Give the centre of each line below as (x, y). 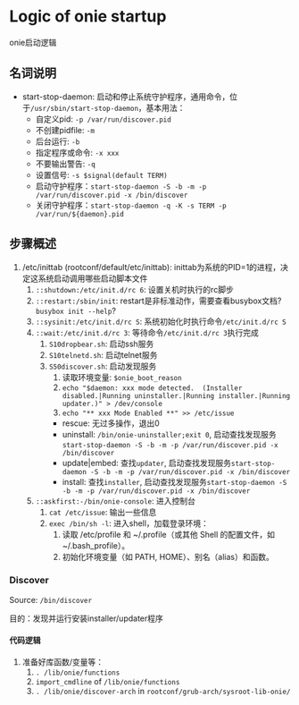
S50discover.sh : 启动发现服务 (103, 366)
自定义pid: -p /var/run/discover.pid (103, 119)
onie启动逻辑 (33, 42)
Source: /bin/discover (50, 599)
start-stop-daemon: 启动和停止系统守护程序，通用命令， (126, 97)
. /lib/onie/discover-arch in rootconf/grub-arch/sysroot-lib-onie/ (163, 692)
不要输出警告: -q (65, 164)
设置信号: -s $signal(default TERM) (101, 174)
